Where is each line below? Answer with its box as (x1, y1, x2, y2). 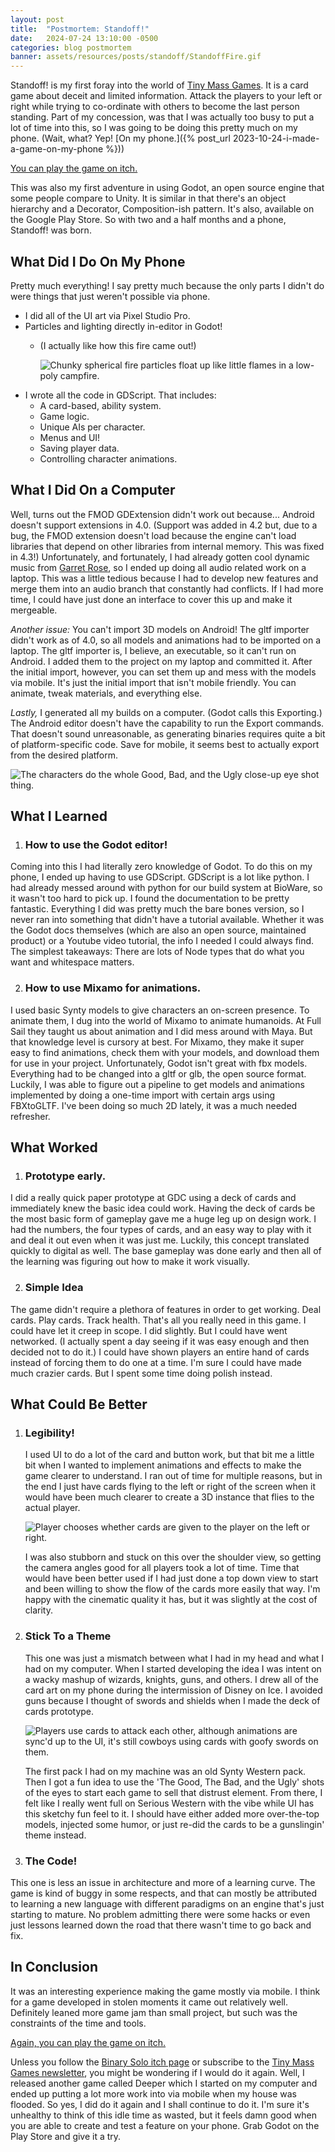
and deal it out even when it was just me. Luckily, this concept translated (10, 1234, 310, 1246)
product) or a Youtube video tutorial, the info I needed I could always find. (10, 935, 315, 947)
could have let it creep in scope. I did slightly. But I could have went (10, 1324, 288, 1336)
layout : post (10, 14, 65, 25)
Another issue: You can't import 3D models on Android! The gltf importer (10, 623, 310, 635)
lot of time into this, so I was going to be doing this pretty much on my (10, 122, 298, 134)
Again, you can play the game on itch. (10, 2036, 167, 2048)
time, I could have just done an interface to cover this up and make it (10, 593, 293, 605)
